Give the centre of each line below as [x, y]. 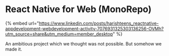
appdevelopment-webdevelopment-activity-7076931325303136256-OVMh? [85, 28]
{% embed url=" [22, 23]
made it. [14, 49]
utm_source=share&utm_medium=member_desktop [59, 34]
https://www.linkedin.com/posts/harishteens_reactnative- [99, 23]
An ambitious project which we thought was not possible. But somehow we [83, 43]
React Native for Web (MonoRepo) [78, 9]
